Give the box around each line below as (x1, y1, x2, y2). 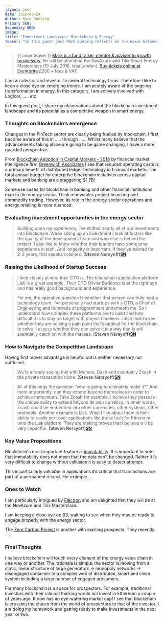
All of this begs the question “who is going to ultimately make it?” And (17, 384, 158, 390)
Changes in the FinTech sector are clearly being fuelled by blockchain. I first (5, 131, 159, 137)
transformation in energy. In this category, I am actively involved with (5, 88, 144, 93)
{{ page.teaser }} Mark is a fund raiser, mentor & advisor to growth (17, 52, 151, 58)
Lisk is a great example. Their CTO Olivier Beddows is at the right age (17, 280, 158, 286)
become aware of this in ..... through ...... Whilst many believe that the (5, 137, 145, 142)
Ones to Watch (5, 486, 41, 493)
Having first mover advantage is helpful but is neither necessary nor (5, 354, 142, 360)
